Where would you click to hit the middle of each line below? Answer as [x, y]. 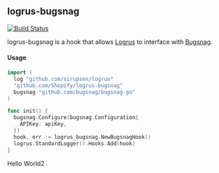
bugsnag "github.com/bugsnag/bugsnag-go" [75, 92]
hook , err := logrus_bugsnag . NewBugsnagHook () [82, 137]
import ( [20, 73]
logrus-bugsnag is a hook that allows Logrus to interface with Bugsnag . [110, 42]
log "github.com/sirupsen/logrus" [63, 79]
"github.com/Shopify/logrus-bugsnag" [68, 85]
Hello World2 [26, 163]
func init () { [28, 111]
